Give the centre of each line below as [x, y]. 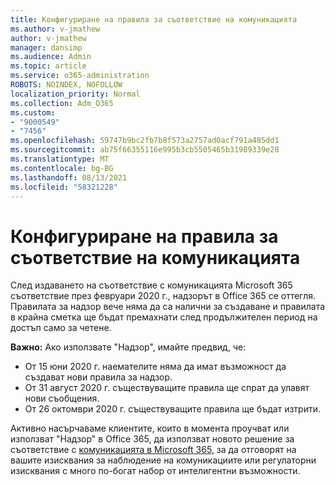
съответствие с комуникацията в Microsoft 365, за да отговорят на [153, 450]
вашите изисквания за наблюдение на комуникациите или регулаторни [163, 460]
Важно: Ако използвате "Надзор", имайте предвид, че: [128, 347]
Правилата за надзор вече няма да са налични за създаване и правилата [168, 307]
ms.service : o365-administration [80, 76]
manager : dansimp [46, 47]
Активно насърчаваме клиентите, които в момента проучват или [150, 428]
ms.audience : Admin [51, 57]
